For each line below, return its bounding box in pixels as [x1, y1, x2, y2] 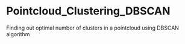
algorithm [6, 30, 30, 37]
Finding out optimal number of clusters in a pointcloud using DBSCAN [6, 24, 180, 31]
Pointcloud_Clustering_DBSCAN [6, 4, 171, 18]
